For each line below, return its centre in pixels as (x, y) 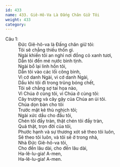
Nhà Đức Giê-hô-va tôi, (43, 143)
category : (16, 24)
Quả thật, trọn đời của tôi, (45, 126)
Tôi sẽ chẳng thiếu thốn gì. (46, 50)
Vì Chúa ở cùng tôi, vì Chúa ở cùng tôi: (59, 94)
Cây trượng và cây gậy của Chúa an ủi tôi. (62, 99)
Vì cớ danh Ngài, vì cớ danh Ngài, (53, 77)
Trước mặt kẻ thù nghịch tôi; (48, 110)
